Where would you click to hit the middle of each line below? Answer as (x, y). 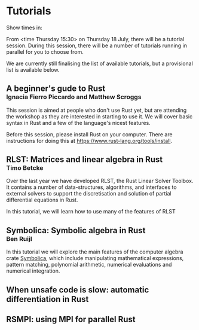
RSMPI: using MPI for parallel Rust (71, 320)
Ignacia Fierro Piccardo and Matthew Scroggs (74, 97)
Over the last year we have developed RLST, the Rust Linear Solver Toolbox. (100, 181)
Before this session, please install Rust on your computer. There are (89, 134)
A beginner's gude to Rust (56, 89)
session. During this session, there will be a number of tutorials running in (97, 45)
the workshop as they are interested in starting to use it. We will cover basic (99, 116)
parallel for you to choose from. (45, 51)
